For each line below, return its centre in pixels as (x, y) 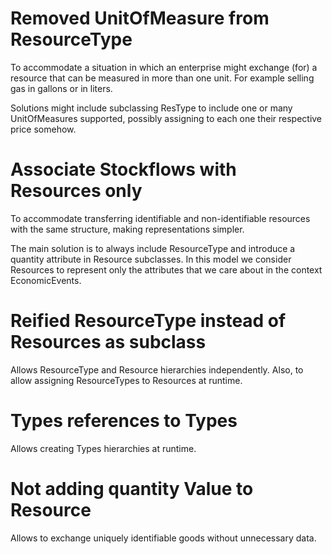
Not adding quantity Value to (132, 488)
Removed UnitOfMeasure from (140, 18)
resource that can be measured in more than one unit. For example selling (162, 78)
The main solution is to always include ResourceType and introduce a (153, 248)
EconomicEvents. (46, 280)
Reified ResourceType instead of (148, 321)
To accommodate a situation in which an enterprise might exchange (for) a (164, 67)
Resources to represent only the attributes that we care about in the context (166, 269)
